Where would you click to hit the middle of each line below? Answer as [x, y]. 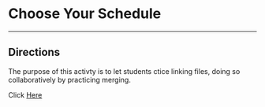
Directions [34, 52]
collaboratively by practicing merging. [70, 79]
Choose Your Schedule [85, 14]
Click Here [25, 94]
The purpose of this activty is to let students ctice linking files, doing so [124, 71]
